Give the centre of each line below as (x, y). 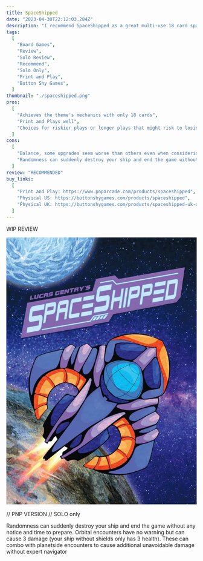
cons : (13, 141)
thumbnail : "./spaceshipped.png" (48, 96)
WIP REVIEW (22, 229)
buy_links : (20, 179)
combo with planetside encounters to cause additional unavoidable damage (101, 545)
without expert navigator (37, 552)
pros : (13, 102)
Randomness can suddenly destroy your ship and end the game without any (101, 526)
